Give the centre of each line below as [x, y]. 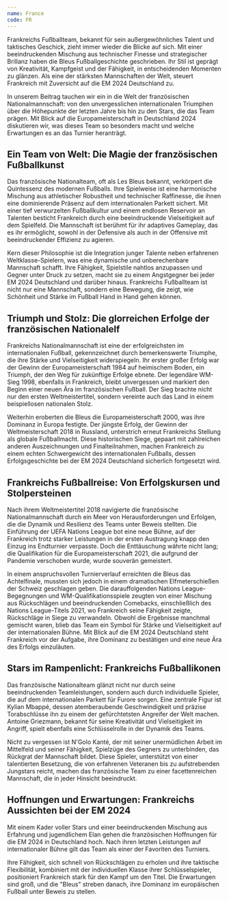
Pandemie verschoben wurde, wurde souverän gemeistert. [90, 560]
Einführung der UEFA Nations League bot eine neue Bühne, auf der [102, 531]
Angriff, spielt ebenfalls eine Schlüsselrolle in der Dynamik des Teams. [106, 728]
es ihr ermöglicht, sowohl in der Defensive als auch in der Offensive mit [107, 232]
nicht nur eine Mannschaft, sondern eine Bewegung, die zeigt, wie [100, 289]
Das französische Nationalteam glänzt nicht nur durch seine [91, 685]
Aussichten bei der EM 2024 [69, 811]
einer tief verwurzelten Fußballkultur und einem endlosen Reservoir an [106, 211]
